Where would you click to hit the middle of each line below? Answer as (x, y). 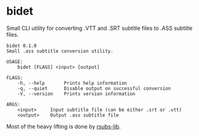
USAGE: (15, 62)
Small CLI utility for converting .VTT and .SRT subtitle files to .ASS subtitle (99, 28)
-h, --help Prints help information (72, 83)
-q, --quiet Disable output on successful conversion (94, 88)
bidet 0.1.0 (21, 46)
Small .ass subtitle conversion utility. (60, 51)
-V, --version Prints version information (77, 94)
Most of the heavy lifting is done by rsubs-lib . (64, 126)
